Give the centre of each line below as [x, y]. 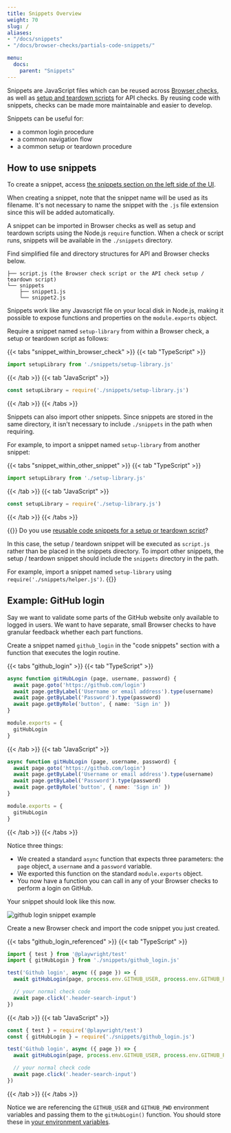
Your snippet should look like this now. [61, 901]
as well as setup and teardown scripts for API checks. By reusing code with [114, 98]
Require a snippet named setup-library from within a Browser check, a [108, 331]
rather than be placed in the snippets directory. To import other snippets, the [115, 551]
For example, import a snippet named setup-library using [89, 572]
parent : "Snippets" [47, 71]
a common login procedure [55, 132]
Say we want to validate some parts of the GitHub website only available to [113, 617]
